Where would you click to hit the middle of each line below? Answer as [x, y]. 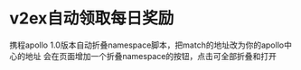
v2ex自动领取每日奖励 [92, 18]
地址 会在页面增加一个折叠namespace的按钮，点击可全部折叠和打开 [151, 56]
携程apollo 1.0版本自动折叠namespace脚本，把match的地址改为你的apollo [147, 45]
